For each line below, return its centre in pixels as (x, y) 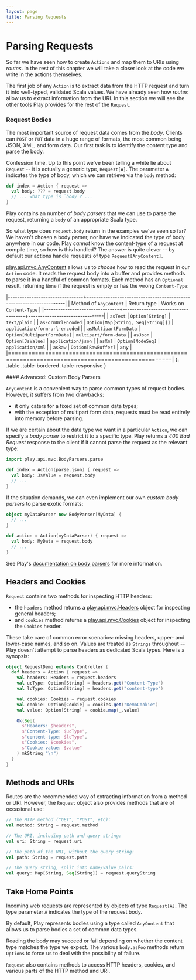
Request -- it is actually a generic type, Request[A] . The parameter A (87, 169)
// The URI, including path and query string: (64, 836)
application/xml (26, 348)
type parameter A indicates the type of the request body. (74, 912)
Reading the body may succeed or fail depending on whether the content (94, 941)
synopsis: (18, 656)
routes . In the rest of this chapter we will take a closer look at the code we (95, 69)
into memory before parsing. (49, 418)
